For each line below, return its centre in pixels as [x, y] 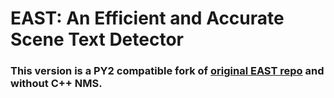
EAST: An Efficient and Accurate [147, 18]
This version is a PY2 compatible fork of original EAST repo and [167, 71]
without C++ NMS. [56, 84]
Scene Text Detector [97, 39]
